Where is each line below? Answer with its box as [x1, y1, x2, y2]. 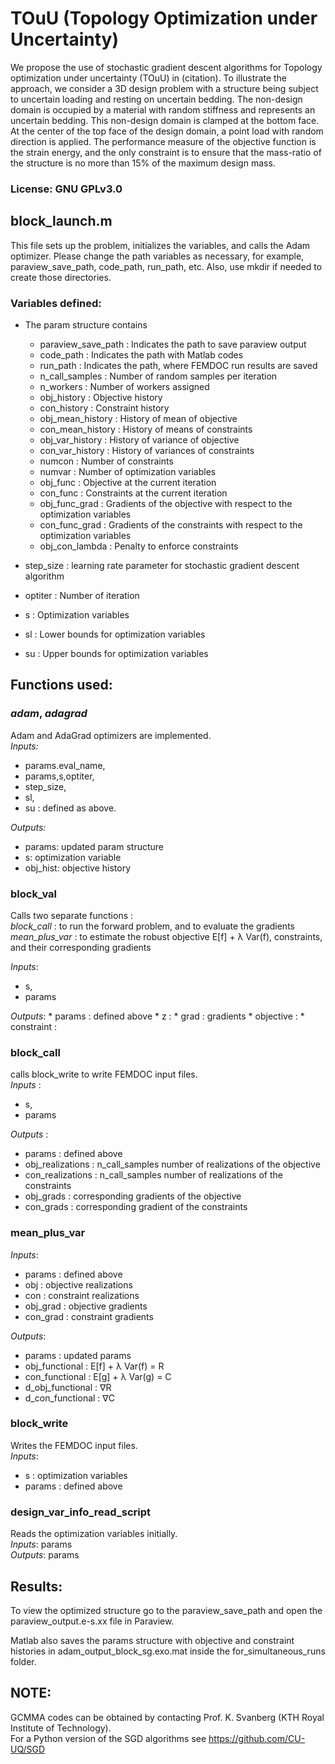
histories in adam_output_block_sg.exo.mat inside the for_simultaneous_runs [10, 1645, 326, 1657]
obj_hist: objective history [24, 862, 132, 874]
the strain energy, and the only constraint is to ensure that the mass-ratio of [10, 146, 322, 158]
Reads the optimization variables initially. [10, 1528, 178, 1540]
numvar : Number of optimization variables [39, 465, 217, 477]
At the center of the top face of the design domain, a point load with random [10, 125, 324, 137]
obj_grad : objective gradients [24, 1300, 148, 1312]
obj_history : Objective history [39, 391, 163, 403]
